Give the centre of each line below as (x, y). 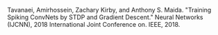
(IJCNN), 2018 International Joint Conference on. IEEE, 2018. (94, 24)
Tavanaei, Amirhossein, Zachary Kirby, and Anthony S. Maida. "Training (109, 10)
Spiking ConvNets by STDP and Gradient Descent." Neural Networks (105, 17)
